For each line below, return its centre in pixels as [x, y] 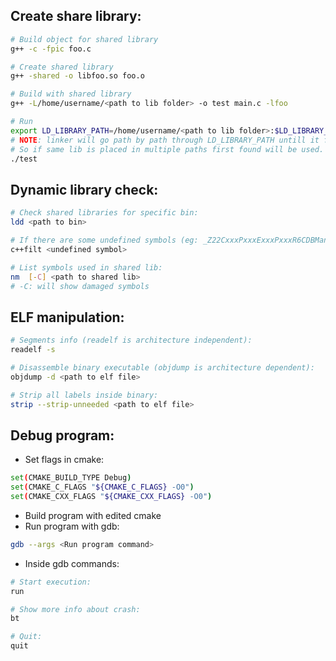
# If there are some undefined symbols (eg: [104, 240]
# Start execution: [51, 582]
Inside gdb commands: [72, 563]
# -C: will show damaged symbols [80, 286]
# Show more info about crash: [75, 609]
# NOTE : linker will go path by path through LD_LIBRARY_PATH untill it [165, 140]
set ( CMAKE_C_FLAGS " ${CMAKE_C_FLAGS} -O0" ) [102, 487]
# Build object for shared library [84, 39]
